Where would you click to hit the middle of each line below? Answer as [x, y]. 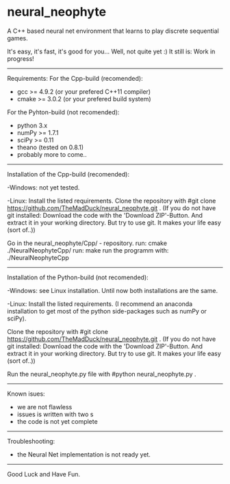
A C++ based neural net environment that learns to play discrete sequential [113, 31]
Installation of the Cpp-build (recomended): [68, 174]
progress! [21, 58]
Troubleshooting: [31, 441]
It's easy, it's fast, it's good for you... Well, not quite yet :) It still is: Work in [111, 51]
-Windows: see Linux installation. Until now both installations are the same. [113, 290]
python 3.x [32, 125]
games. [18, 38]
